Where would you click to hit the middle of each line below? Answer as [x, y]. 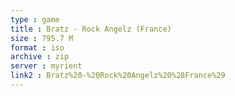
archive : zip [40, 57]
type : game [35, 19]
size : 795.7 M [42, 38]
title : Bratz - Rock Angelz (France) [91, 29]
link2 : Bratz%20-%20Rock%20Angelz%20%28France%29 [118, 76]
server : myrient [46, 66]
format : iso [37, 47]
